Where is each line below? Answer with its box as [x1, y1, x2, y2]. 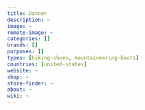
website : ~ [7, 67, 38, 74]
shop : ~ [7, 73, 29, 81]
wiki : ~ [7, 93, 29, 100]
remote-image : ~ [7, 29, 53, 36]
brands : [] [7, 42, 38, 49]
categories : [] [7, 36, 51, 42]
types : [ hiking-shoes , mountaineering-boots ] [7, 55, 139, 61]
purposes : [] [7, 49, 44, 55]
